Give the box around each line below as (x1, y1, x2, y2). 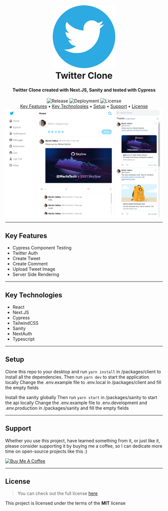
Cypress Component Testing (12, 245, 71, 251)
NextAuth (12, 331, 32, 337)
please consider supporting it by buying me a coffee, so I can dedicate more (5, 443, 162, 449)
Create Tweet (12, 255, 41, 262)
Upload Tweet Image (12, 266, 55, 272)
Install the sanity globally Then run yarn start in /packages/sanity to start (5, 394, 157, 400)
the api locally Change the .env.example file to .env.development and (5, 400, 147, 406)
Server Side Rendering (12, 272, 59, 278)
